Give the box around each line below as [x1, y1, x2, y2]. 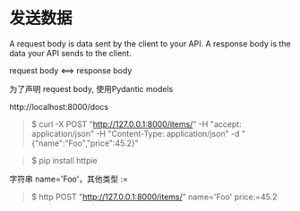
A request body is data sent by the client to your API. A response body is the [9, 38, 291, 49]
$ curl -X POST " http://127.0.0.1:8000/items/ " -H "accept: [30, 118, 242, 130]
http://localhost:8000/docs [9, 101, 109, 112]
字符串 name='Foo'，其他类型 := [9, 173, 128, 184]
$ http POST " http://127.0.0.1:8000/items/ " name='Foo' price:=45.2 [30, 191, 278, 202]
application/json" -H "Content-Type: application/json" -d [30, 128, 240, 139]
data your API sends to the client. [9, 47, 132, 58]
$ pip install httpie [30, 155, 99, 165]
